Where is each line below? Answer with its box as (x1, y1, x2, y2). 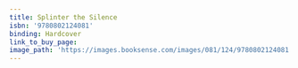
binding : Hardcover (9, 29, 82, 38)
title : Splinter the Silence (9, 12, 118, 22)
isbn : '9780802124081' (9, 21, 94, 30)
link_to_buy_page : (9, 37, 78, 47)
